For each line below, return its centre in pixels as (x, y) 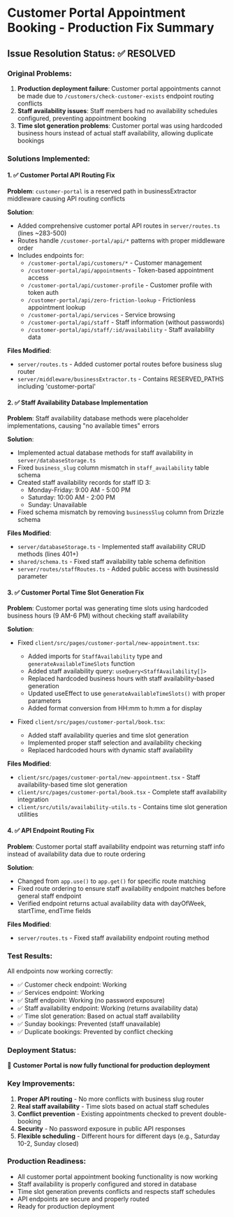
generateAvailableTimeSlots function (81, 664)
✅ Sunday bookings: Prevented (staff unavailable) (89, 1023)
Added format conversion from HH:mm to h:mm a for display (115, 708)
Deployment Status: (42, 1050)
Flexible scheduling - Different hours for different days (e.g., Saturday (118, 1136)
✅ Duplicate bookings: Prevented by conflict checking (95, 1031)
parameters (44, 701)
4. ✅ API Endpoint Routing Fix (51, 830)
